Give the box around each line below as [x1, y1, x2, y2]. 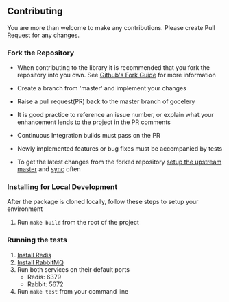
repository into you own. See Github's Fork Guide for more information [16, 71, 216, 79]
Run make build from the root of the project [16, 218, 139, 227]
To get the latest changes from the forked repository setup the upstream [16, 158, 222, 166]
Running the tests [7, 236, 67, 245]
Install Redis [16, 251, 51, 259]
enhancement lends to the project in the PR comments [16, 118, 171, 126]
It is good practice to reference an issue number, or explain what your [16, 111, 214, 119]
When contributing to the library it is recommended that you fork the [16, 64, 210, 72]
